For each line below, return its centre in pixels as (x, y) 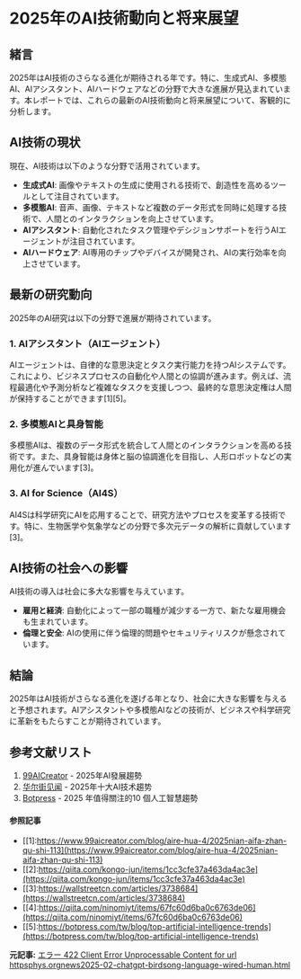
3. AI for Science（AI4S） (66, 494)
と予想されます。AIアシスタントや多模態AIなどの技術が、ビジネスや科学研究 (150, 710)
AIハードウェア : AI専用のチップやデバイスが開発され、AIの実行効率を (150, 252)
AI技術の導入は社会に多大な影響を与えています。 (99, 592)
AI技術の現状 (45, 142)
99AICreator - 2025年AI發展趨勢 (82, 775)
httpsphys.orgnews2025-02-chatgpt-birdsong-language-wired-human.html (150, 965)
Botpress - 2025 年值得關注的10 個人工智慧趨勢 (110, 797)
